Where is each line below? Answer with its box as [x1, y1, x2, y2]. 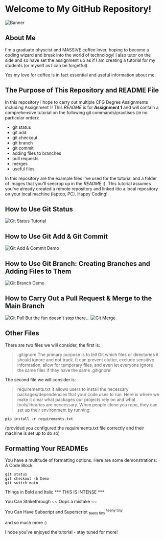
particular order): [5, 115, 40, 120]
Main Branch [5, 302, 45, 310]
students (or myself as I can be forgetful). [5, 62, 89, 68]
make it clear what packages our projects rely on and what [17, 397, 136, 402]
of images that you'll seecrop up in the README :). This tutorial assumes [5, 180, 151, 187]
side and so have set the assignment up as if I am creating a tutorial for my [5, 57, 156, 63]
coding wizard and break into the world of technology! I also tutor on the [5, 52, 151, 58]
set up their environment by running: [17, 407, 91, 413]
